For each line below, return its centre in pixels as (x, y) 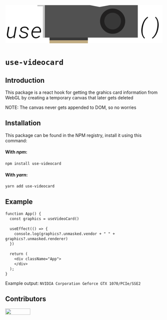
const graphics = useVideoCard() (44, 219)
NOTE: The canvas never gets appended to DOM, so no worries (71, 107)
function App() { (23, 214)
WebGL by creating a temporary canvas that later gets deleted (69, 98)
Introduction (25, 80)
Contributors (26, 299)
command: (16, 140)
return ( (19, 254)
